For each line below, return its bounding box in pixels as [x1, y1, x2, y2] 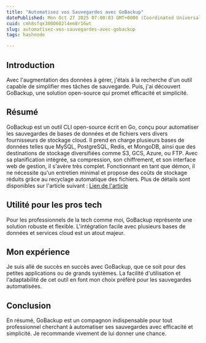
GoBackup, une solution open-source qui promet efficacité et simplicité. [6, 89, 188, 96]
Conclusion [6, 300, 51, 310]
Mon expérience [6, 247, 71, 257]
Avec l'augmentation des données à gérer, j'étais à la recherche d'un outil [6, 76, 192, 83]
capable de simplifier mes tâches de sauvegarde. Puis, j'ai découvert [6, 82, 181, 90]
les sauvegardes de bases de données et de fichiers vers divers [6, 129, 168, 137]
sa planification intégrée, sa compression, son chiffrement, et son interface [6, 156, 196, 163]
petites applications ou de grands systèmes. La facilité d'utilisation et [6, 269, 181, 277]
